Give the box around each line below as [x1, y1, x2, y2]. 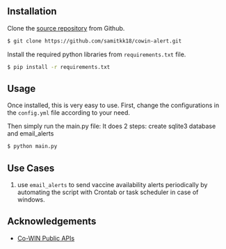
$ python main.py [7, 143, 58, 150]
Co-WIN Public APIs [17, 234, 75, 242]
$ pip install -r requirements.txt [7, 63, 111, 70]
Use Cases [7, 162, 55, 174]
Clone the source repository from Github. [7, 24, 125, 32]
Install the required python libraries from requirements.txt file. [7, 50, 186, 58]
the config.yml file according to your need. [7, 109, 131, 117]
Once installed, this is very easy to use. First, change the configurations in [7, 101, 220, 110]
